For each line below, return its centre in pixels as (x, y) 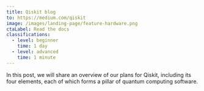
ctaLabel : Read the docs (38, 29)
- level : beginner (35, 40)
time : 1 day (32, 46)
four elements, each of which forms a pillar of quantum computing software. (102, 81)
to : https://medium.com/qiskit (46, 18)
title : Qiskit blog (31, 12)
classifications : (28, 35)
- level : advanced (35, 52)
